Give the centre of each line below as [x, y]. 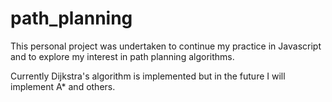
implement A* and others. [63, 86]
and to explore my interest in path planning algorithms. [122, 56]
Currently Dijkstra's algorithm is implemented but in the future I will [148, 76]
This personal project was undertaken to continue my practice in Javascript [166, 46]
